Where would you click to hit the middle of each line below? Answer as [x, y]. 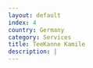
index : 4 [22, 23]
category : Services [40, 37]
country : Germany [36, 30]
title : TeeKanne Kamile [47, 45]
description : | [33, 52]
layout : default [34, 15]
